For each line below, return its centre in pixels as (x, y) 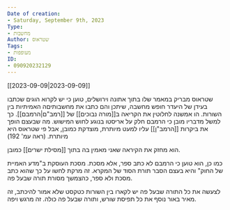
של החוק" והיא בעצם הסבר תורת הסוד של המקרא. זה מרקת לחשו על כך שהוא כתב (115, 170)
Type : (15, 27)
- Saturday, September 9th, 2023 (56, 20)
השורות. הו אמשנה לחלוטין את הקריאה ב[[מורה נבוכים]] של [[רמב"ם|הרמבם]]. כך (115, 114)
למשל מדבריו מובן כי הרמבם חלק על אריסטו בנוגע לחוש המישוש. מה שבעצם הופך (114, 121)
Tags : (15, 46)
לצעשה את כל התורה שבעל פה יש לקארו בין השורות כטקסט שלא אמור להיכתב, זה (114, 191)
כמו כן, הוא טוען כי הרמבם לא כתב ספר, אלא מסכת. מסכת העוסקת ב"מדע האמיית (115, 163)
